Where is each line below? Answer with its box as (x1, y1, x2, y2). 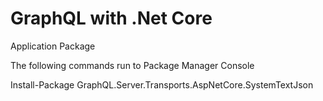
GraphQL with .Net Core (10, 7, 213, 30)
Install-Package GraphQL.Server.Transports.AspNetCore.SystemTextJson (10, 78, 314, 91)
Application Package (10, 40, 96, 52)
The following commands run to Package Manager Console (10, 59, 255, 71)
